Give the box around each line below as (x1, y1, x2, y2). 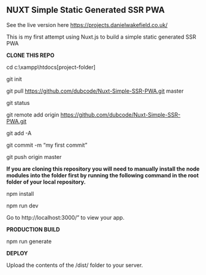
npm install (6, 190, 34, 197)
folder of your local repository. (6, 178, 86, 185)
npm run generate (6, 238, 52, 245)
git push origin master (6, 153, 62, 160)
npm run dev (6, 202, 39, 209)
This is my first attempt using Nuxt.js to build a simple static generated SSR (6, 33, 196, 41)
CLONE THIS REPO (6, 52, 55, 59)
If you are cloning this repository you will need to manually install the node (6, 165, 200, 172)
